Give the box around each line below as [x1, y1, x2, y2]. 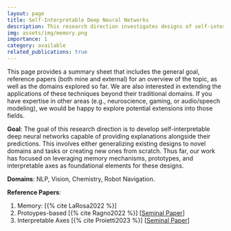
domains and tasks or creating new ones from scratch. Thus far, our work [7, 146, 215, 155]
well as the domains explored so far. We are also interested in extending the [7, 82, 221, 90]
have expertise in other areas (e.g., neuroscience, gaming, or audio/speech [7, 97, 221, 105]
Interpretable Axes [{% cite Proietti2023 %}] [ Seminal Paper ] [16, 216, 190, 224]
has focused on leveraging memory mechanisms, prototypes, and [7, 154, 194, 162]
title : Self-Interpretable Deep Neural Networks [7, 17, 149, 23]
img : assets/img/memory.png [7, 29, 88, 37]
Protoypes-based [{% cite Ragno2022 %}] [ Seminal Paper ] [16, 208, 185, 217]
